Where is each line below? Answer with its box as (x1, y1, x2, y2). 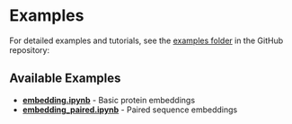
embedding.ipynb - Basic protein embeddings (22, 94, 196, 105)
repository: (9, 44, 50, 55)
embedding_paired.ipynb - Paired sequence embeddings (22, 104, 238, 115)
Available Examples (9, 71, 121, 86)
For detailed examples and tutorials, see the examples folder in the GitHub (9, 35, 284, 46)
